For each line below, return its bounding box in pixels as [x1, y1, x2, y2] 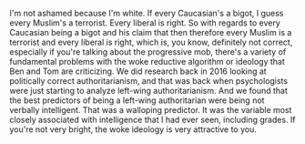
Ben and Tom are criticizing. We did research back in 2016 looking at [9, 66, 267, 77]
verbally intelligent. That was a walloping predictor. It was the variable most [9, 105, 292, 115]
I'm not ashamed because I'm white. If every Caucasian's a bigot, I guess [9, 8, 284, 18]
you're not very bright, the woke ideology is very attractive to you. [9, 124, 258, 135]
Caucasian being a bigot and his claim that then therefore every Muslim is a [9, 27, 292, 37]
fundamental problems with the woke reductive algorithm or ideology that [9, 57, 285, 67]
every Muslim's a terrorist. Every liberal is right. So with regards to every [9, 17, 280, 28]
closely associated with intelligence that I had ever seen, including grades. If [9, 114, 296, 125]
